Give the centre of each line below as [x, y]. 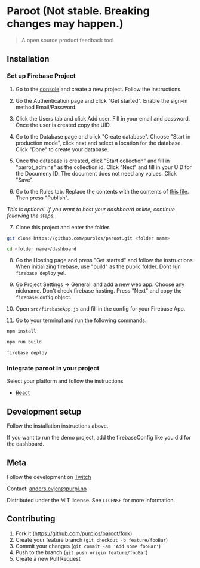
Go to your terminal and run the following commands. [81, 320]
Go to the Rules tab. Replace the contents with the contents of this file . [102, 191]
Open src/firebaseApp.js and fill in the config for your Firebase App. [100, 309]
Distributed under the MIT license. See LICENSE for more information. [91, 500]
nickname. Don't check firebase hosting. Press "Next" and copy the [99, 291]
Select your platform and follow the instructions [65, 381]
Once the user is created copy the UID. [63, 125]
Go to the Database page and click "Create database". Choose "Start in [103, 136]
